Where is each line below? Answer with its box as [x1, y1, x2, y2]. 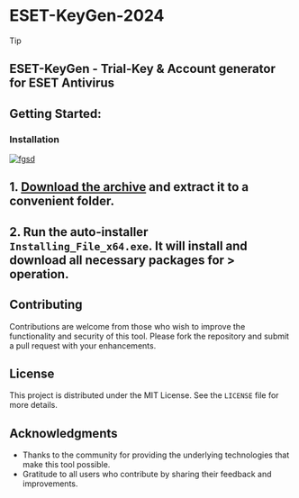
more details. [9, 400, 59, 411]
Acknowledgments [9, 425, 119, 441]
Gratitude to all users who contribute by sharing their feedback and [22, 469, 272, 480]
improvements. [22, 478, 78, 489]
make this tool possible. [22, 459, 111, 470]
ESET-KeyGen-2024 [9, 5, 165, 26]
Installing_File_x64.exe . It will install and [9, 238, 248, 253]
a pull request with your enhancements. [9, 340, 157, 351]
